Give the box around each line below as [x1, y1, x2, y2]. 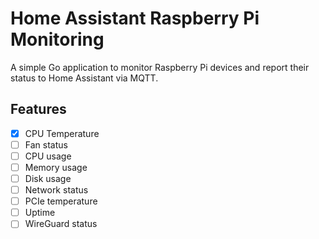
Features [10, 101, 67, 118]
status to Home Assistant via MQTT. [10, 72, 159, 84]
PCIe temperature [24, 195, 98, 207]
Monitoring [10, 28, 105, 51]
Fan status [24, 138, 68, 151]
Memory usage [24, 161, 88, 173]
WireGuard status [24, 218, 98, 230]
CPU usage [24, 150, 72, 162]
